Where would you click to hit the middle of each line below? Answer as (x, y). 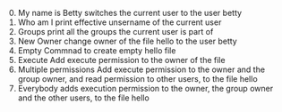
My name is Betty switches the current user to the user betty (130, 13)
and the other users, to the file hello (83, 98)
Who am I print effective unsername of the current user (120, 22)
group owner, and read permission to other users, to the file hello (137, 79)
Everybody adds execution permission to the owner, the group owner (145, 88)
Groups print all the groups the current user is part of (115, 32)
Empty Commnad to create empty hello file (97, 51)
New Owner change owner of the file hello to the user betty (127, 41)
